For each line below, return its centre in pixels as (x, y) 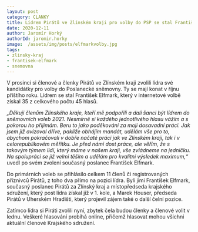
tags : (13, 50)
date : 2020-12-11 (28, 28)
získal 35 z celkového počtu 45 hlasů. (52, 102)
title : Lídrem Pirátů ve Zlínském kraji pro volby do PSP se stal (90, 22)
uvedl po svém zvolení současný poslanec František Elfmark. (80, 163)
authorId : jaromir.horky (37, 39)
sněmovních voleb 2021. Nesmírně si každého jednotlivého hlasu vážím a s (98, 119)
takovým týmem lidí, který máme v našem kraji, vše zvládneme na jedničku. (99, 150)
